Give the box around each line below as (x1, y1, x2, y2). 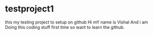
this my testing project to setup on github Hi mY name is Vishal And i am (5, 19, 148, 25)
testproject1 (5, 3, 54, 14)
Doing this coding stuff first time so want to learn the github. (5, 24, 125, 30)
